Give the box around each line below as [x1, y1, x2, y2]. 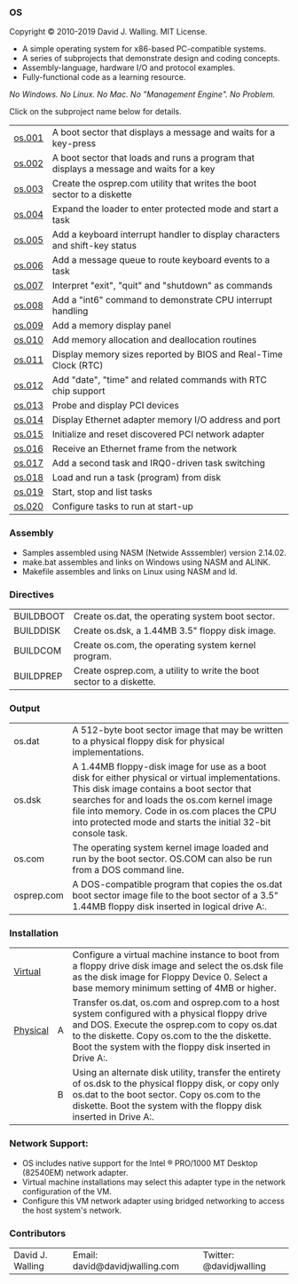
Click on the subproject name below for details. [9, 107, 182, 117]
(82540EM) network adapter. [21, 1167, 129, 1177]
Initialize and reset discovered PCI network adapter [51, 428, 265, 440]
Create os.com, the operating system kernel [74, 638, 256, 651]
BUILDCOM [13, 644, 62, 656]
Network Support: [9, 1137, 89, 1150]
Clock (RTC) [51, 360, 104, 372]
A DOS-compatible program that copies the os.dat [72, 878, 283, 891]
